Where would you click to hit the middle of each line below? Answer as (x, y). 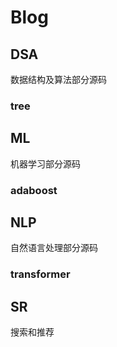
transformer (40, 274)
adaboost (34, 190)
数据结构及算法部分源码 (58, 79)
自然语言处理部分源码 (54, 248)
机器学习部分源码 (45, 163)
